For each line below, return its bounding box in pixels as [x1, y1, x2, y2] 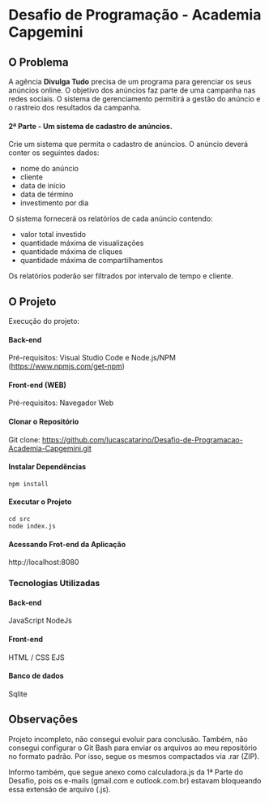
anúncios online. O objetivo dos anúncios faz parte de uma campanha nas [8, 85, 256, 95]
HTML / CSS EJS [8, 652, 65, 662]
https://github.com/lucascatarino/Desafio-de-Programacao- [41, 434, 243, 444]
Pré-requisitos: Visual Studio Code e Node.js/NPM [8, 353, 177, 363]
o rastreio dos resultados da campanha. [8, 103, 142, 112]
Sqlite [8, 688, 28, 699]
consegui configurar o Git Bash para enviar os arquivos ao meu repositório [8, 743, 258, 752]
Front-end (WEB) [8, 380, 67, 390]
